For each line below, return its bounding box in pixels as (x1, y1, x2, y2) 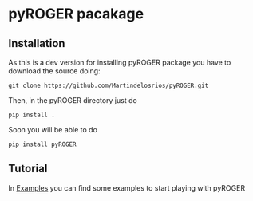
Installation (8, 37, 65, 50)
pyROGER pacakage (8, 5, 144, 23)
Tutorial (8, 162, 48, 175)
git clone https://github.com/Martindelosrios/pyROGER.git (8, 81, 209, 89)
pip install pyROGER (8, 140, 77, 148)
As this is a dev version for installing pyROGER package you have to (8, 57, 231, 67)
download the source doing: (8, 66, 101, 76)
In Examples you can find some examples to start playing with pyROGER (8, 183, 246, 192)
